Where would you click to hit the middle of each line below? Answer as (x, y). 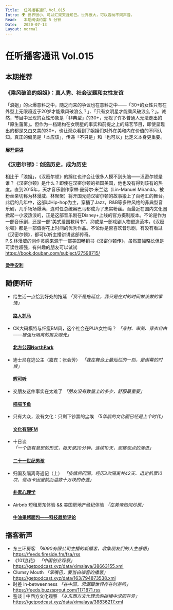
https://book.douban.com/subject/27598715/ (53, 253)
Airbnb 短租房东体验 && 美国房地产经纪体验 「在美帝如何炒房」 (79, 505)
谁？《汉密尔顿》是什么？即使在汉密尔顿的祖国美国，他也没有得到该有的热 (84, 183)
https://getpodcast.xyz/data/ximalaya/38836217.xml (68, 602)
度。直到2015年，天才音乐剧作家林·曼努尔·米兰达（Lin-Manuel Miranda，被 (85, 189)
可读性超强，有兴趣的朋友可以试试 (41, 247)
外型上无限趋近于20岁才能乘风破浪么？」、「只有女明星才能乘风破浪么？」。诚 (86, 111)
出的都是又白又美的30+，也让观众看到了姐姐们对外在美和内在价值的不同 (82, 131)
